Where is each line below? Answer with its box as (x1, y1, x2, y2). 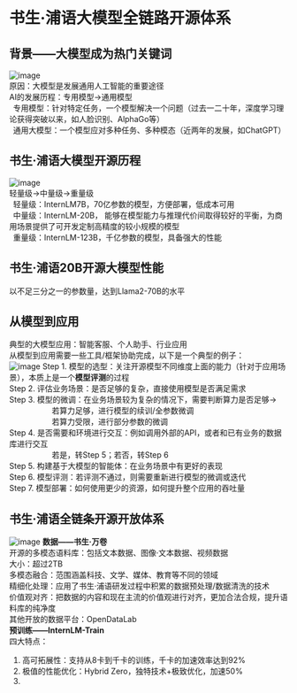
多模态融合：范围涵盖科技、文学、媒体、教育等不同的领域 (9, 570, 218, 581)
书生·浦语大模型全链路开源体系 (9, 8, 232, 28)
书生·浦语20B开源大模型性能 (9, 260, 164, 275)
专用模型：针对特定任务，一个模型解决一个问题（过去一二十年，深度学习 (12, 103, 277, 113)
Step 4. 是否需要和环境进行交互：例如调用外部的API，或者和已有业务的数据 (9, 427, 282, 438)
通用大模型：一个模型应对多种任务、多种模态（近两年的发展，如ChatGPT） (12, 125, 286, 135)
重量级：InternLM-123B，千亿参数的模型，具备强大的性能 (12, 232, 223, 243)
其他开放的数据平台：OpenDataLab (9, 614, 137, 625)
